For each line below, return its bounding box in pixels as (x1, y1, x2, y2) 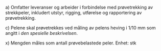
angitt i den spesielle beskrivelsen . (5, 30, 78, 36)
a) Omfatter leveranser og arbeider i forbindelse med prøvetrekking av (5, 5, 153, 10)
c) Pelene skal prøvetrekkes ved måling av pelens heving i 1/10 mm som (5, 25, 156, 31)
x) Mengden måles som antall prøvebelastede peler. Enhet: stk (5, 40, 136, 46)
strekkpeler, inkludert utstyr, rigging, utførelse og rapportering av (5, 10, 142, 16)
